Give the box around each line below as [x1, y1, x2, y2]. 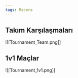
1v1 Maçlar [5, 54, 40, 62]
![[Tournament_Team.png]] [5, 39, 61, 45]
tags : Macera [5, 7, 33, 13]
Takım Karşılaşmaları [5, 26, 73, 35]
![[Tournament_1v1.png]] [5, 67, 56, 73]
